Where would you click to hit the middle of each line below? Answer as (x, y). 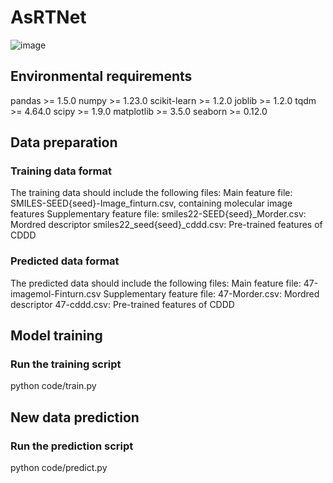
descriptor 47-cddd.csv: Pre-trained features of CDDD (122, 304)
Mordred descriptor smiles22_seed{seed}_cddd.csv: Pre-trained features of (166, 225)
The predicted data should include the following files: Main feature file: (156, 283)
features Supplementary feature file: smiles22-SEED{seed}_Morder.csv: (158, 214)
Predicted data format (65, 261)
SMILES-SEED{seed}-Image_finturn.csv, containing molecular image (151, 203)
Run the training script (66, 364)
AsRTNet (48, 17)
